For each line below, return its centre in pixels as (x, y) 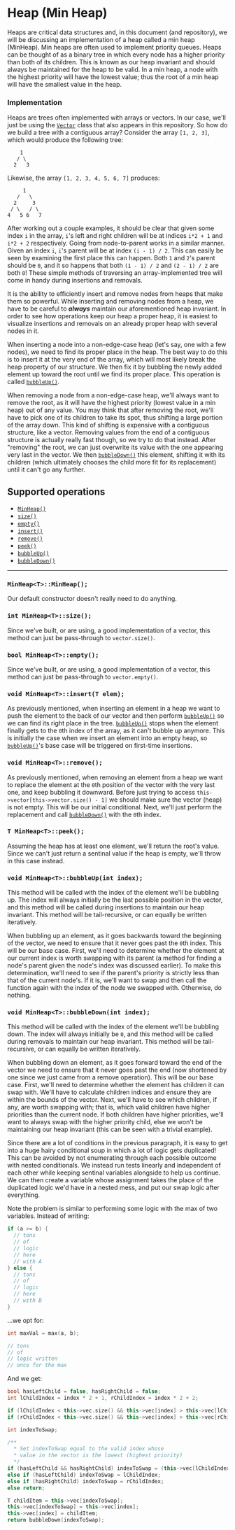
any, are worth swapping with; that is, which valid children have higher (108, 1107)
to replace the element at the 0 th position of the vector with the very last (111, 784)
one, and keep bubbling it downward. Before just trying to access (101, 792)
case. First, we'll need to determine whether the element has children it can (116, 1085)
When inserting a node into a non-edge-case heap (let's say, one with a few (117, 345)
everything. (24, 1195)
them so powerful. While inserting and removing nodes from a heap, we (111, 302)
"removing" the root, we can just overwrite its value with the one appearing (115, 447)
